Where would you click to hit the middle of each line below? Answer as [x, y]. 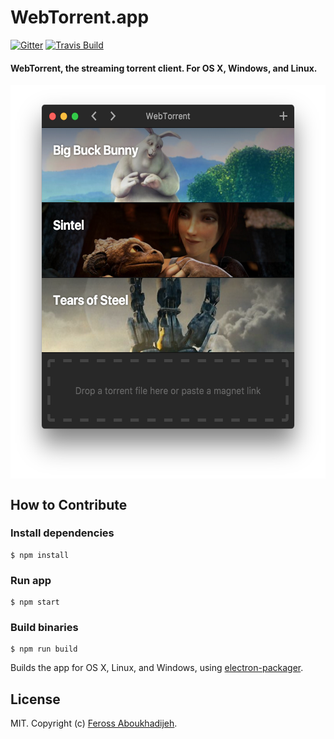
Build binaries [44, 628]
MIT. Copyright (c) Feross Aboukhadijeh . [94, 723]
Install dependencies [62, 533]
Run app [31, 580]
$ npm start [35, 602]
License [35, 699]
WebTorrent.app [80, 17]
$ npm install [40, 555]
